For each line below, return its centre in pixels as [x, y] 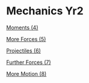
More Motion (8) [26, 73]
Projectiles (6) [23, 50]
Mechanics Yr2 [45, 11]
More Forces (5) [26, 39]
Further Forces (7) [29, 62]
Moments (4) [22, 27]
